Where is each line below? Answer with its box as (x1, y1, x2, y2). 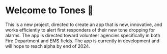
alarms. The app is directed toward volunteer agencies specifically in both (5, 32, 160, 38)
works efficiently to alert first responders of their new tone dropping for (5, 26, 155, 33)
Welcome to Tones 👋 (5, 5, 94, 16)
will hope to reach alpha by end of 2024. (5, 43, 90, 49)
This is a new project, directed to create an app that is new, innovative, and (5, 21, 162, 28)
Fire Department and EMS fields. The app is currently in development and (5, 38, 159, 44)
